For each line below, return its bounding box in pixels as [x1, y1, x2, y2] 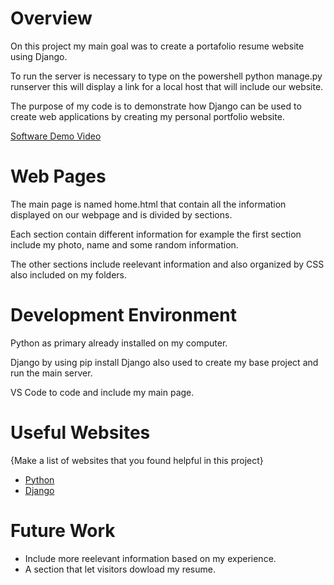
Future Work [10, 519, 116, 542]
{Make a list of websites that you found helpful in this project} [10, 454, 264, 466]
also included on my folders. [10, 268, 127, 281]
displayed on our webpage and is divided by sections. [10, 208, 233, 221]
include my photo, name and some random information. [10, 238, 239, 251]
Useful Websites [10, 422, 151, 444]
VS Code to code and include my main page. [10, 386, 195, 398]
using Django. [10, 50, 68, 62]
